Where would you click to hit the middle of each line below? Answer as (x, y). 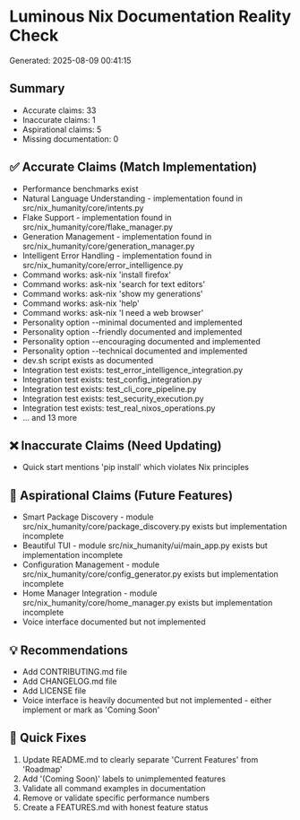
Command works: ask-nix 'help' (81, 303)
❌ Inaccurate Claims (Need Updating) (116, 445)
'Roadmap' (42, 769)
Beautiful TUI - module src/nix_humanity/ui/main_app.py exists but (145, 545)
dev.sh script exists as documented (88, 360)
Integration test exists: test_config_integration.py (112, 379)
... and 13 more (50, 417)
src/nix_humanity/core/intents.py (83, 207)
